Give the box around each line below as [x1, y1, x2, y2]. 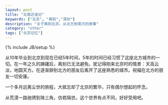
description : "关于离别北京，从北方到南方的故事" [5, 21, 99, 26]
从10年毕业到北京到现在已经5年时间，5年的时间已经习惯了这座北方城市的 [5, 54, 156, 60]
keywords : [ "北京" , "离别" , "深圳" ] [5, 16, 75, 21]
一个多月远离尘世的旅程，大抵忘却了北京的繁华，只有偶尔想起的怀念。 [5, 84, 150, 90]
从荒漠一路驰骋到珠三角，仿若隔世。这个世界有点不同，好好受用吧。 [5, 94, 146, 100]
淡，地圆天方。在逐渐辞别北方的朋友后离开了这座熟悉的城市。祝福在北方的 [5, 67, 159, 73]
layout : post [5, 7, 33, 12]
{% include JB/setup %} [5, 44, 55, 50]
